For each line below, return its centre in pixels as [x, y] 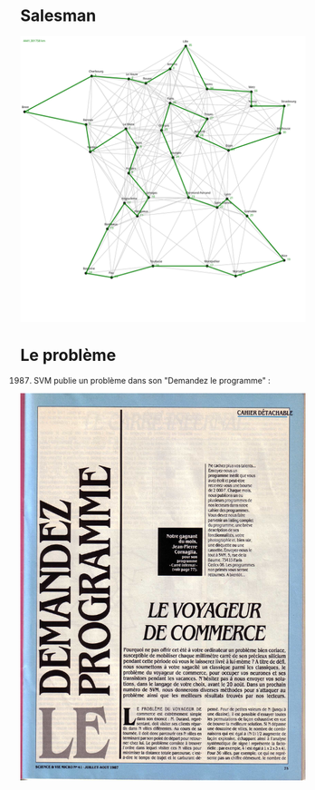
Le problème [68, 356]
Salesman [58, 16]
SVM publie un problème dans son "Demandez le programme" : [152, 380]
